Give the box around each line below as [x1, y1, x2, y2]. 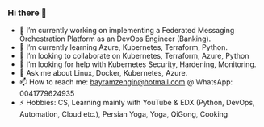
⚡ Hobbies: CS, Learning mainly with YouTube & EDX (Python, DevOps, [19, 98, 255, 108]
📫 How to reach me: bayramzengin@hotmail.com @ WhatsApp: [19, 77, 233, 87]
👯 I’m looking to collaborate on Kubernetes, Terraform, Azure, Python [19, 51, 249, 61]
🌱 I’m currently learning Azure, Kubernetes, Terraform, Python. [19, 43, 228, 52]
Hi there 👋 [7, 7, 48, 18]
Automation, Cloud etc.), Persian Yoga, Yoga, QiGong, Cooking [19, 109, 228, 119]
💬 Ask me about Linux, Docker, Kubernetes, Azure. [19, 68, 188, 78]
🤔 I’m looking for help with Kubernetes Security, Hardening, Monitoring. [19, 59, 257, 69]
